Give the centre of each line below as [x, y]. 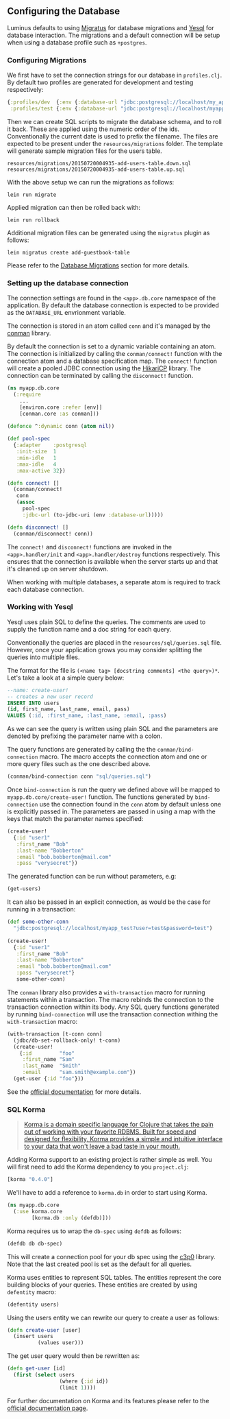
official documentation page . [48, 1408]
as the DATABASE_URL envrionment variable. [67, 313]
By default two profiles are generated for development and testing [100, 82]
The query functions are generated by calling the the [81, 750]
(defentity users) [33, 1304]
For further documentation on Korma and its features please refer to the [108, 1400]
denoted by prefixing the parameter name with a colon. [85, 736]
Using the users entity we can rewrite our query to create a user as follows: [113, 1317]
